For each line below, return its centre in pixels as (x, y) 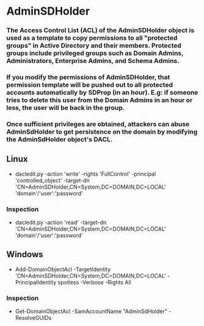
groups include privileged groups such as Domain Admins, (95, 53)
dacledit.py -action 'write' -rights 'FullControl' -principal (86, 174)
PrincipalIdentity (36, 282)
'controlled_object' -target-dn (52, 180)
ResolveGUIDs (33, 318)
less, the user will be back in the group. (66, 108)
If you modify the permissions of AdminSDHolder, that (88, 78)
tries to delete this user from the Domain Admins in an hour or (100, 100)
